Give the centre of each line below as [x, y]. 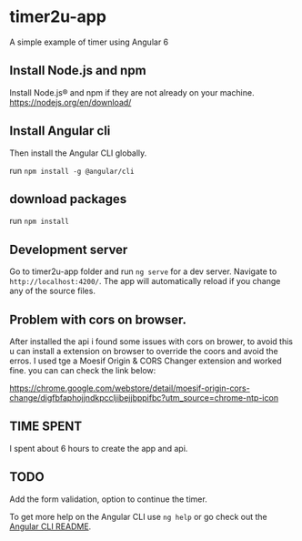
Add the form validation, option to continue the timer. [108, 499]
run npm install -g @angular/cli [72, 170]
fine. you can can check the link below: [83, 370]
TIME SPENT [46, 427]
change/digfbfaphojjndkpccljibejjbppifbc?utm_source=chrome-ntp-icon [144, 398]
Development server [69, 249]
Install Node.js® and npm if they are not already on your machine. [132, 92]
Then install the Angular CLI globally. [78, 153]
